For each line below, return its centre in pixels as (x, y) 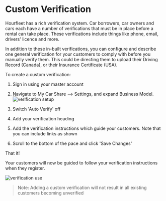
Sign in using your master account (48, 84)
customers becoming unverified (51, 193)
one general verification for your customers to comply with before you (78, 54)
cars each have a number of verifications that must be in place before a (79, 28)
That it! (13, 153)
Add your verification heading (43, 118)
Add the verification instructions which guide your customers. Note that (87, 128)
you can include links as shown (45, 133)
